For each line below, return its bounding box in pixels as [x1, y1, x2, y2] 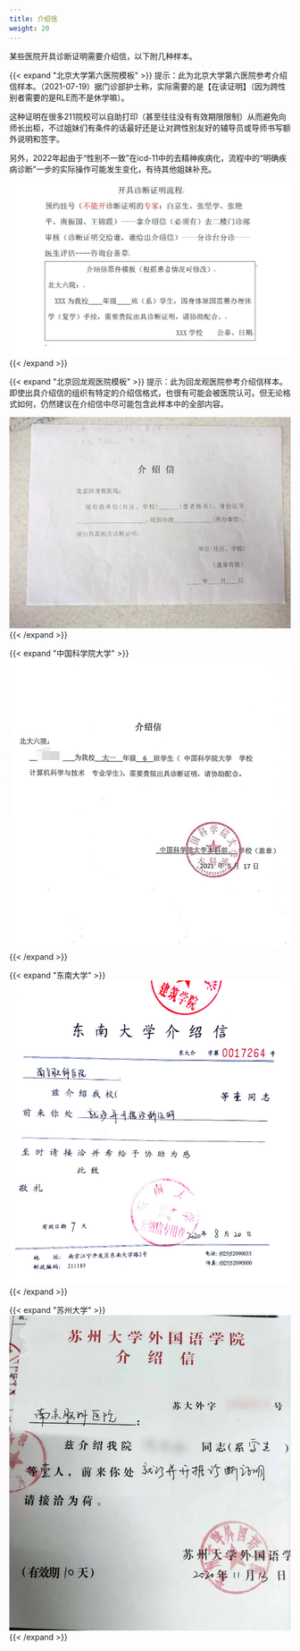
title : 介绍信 [9, 14, 58, 23]
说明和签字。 [16, 133, 64, 144]
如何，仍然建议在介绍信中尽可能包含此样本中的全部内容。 [16, 399, 229, 410]
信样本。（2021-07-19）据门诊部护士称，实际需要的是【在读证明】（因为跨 [9, 80, 279, 91]
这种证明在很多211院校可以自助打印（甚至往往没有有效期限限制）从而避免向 [9, 111, 287, 122]
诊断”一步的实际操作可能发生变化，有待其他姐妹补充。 [16, 164, 217, 174]
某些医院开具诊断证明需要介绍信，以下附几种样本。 [9, 50, 197, 62]
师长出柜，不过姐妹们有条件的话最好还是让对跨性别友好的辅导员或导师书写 [9, 122, 283, 133]
